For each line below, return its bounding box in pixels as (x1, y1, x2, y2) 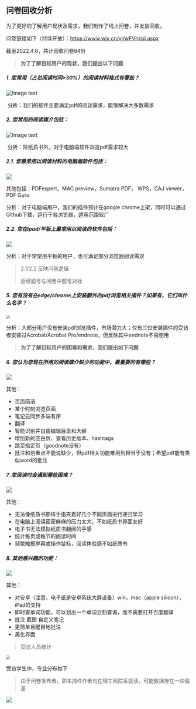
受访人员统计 (20, 643, 51, 650)
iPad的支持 (14, 602, 41, 609)
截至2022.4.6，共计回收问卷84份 (6, 47, 86, 54)
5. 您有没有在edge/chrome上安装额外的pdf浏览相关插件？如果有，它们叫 (6, 292, 183, 299)
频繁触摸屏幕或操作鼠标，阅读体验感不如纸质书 (14, 540, 128, 547)
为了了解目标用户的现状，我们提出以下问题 (20, 59, 123, 66)
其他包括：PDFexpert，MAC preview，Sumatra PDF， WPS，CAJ (6, 184, 165, 192)
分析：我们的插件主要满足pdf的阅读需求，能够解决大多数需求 (7, 102, 154, 109)
